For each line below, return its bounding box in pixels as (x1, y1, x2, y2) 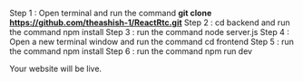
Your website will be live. (9, 63, 103, 74)
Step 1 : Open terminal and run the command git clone (9, 8, 212, 18)
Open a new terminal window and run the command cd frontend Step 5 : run (9, 36, 295, 47)
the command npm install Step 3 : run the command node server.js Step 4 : (9, 27, 290, 37)
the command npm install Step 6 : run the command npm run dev (9, 46, 252, 57)
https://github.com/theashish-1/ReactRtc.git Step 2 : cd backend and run (9, 17, 290, 28)
